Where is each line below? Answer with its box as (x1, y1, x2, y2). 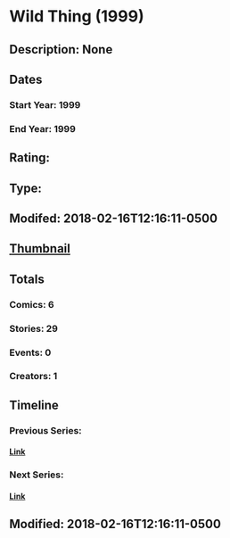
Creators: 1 (9, 370, 58, 383)
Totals (9, 271, 45, 286)
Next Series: (9, 468, 64, 481)
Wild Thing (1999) (9, 6, 144, 27)
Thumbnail (9, 241, 71, 256)
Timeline (9, 397, 60, 412)
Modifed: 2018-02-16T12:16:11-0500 (9, 211, 218, 226)
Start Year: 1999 (9, 98, 81, 111)
